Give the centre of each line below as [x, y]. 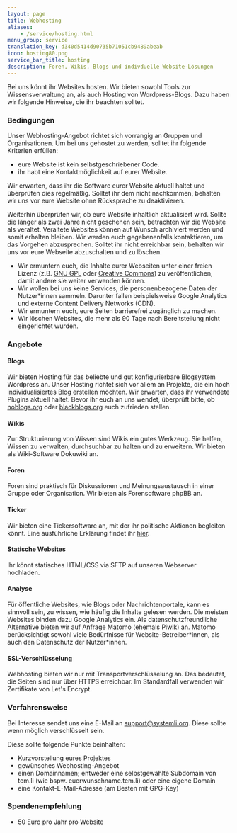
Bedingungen [31, 120]
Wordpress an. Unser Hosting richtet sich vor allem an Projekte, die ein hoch [118, 385]
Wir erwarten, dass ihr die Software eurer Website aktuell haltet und [106, 186]
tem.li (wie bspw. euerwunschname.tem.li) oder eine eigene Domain [116, 781]
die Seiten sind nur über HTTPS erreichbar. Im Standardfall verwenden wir [115, 681]
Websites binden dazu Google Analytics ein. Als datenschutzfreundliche [112, 620]
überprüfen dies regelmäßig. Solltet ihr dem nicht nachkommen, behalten [114, 193]
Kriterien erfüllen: [33, 150]
